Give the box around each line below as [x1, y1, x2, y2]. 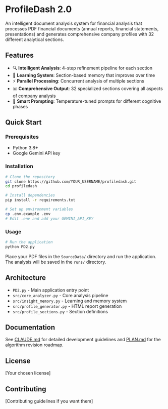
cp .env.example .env [5, 211, 51, 216]
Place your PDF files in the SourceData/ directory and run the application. [5, 253, 156, 259]
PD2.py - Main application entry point [12, 287, 89, 293]
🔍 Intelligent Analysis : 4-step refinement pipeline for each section [12, 65, 153, 71]
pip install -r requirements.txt [5, 197, 76, 203]
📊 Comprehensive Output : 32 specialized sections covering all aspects [12, 85, 163, 92]
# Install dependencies [5, 193, 55, 198]
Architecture [5, 273, 46, 282]
